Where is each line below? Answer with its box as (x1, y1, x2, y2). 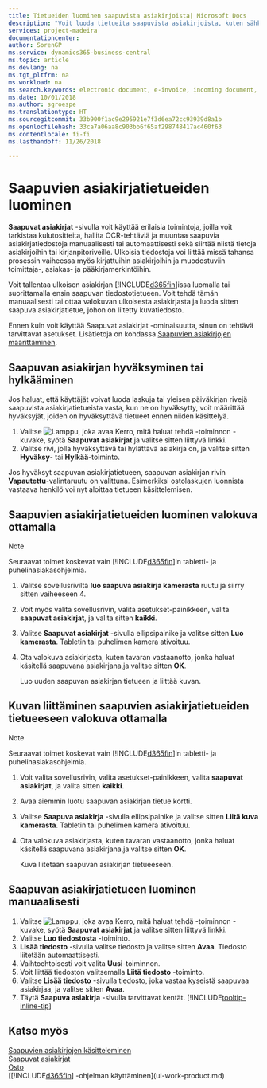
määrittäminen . (8, 338, 58, 348)
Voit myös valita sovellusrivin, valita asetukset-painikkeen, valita (19, 605, 230, 615)
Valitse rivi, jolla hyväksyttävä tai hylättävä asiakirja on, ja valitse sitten (19, 444, 250, 454)
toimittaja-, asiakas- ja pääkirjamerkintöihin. (8, 265, 152, 274)
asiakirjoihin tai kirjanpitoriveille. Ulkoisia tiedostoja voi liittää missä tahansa (8, 248, 254, 257)
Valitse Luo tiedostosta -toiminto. (19, 933, 130, 943)
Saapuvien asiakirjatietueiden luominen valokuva (8, 508, 258, 521)
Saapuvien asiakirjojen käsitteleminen (8, 1045, 132, 1055)
